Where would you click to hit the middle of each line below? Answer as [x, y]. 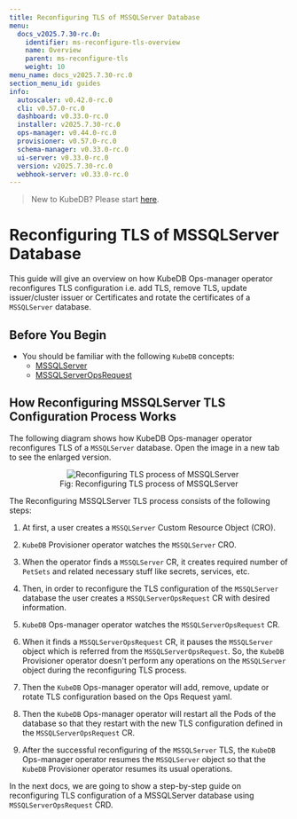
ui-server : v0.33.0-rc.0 [63, 157]
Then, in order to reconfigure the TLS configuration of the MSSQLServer [150, 588]
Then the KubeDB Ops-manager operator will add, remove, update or [145, 687]
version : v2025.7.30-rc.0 [65, 166]
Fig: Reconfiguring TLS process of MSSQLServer [149, 484]
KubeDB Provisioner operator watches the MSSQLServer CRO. [129, 544]
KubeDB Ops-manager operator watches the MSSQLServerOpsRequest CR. [151, 624]
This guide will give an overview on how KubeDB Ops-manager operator [141, 279]
